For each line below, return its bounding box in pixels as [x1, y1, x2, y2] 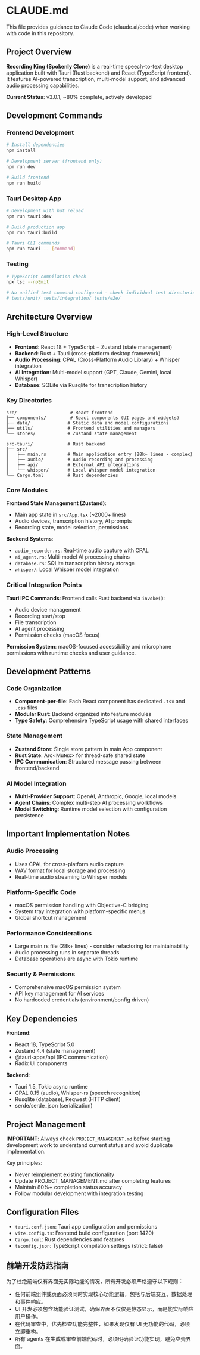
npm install [6, 147, 36, 154]
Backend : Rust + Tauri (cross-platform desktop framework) [14, 349, 161, 356]
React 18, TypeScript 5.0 [14, 1041, 75, 1048]
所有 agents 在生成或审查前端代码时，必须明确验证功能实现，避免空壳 [14, 1335, 186, 1342]
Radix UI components [14, 1060, 68, 1067]
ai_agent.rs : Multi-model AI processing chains [14, 553, 130, 560]
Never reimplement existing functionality [14, 1171, 115, 1178]
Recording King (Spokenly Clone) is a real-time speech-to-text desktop [6, 63, 183, 70]
